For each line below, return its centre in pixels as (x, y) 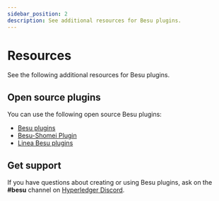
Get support (34, 165)
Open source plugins (54, 97)
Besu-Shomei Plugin (47, 136)
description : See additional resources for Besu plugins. (94, 21)
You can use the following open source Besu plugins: (85, 115)
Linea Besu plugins (45, 143)
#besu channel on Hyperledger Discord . (66, 190)
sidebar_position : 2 (38, 14)
